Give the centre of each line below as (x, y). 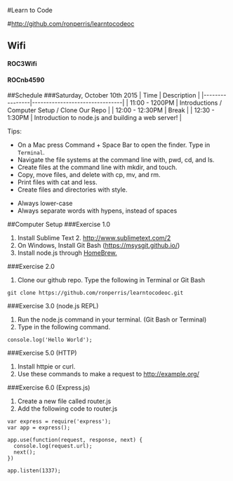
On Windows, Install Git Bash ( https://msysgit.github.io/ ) (99, 246)
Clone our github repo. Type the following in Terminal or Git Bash (111, 280)
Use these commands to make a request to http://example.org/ (108, 374)
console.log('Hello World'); (50, 340)
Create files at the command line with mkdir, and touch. (97, 167)
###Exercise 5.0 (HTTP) (42, 353)
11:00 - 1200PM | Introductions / (176, 103)
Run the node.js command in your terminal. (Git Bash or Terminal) (112, 319)
